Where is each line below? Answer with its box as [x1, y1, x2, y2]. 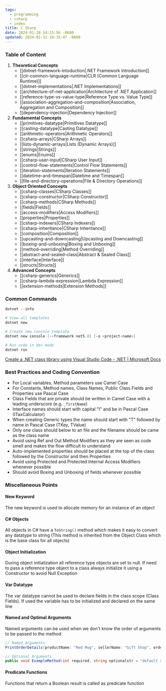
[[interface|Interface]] [19, 257, 64, 263]
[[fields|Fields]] [19, 204, 51, 210]
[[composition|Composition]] [19, 230, 79, 236]
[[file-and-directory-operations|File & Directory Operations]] [19, 178, 142, 184]
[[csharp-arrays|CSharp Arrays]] [19, 136, 86, 142]
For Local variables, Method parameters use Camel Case [12, 379, 128, 386]
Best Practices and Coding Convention [5, 369, 100, 375]
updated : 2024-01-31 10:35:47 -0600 [5, 35, 81, 40]
